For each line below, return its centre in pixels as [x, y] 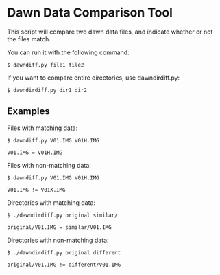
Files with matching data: [42, 128]
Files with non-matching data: [49, 165]
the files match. [29, 38]
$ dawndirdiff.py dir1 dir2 [47, 90]
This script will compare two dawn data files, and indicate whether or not [110, 32]
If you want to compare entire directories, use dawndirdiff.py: [94, 78]
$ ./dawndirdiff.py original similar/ [62, 215]
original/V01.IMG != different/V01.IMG [64, 265]
